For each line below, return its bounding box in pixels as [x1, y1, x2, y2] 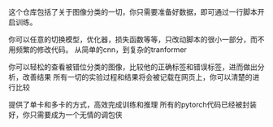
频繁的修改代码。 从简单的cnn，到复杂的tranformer [15, 45, 187, 55]
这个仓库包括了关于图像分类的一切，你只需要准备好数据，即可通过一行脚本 [8, 7, 258, 16]
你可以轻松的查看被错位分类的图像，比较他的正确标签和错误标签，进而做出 [8, 62, 258, 72]
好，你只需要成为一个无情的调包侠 [8, 110, 123, 120]
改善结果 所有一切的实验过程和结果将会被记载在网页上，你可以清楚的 [22, 72, 253, 81]
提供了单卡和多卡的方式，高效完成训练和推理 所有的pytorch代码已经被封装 [8, 100, 258, 109]
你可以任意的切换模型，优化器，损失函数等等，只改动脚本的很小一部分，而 [8, 35, 258, 44]
